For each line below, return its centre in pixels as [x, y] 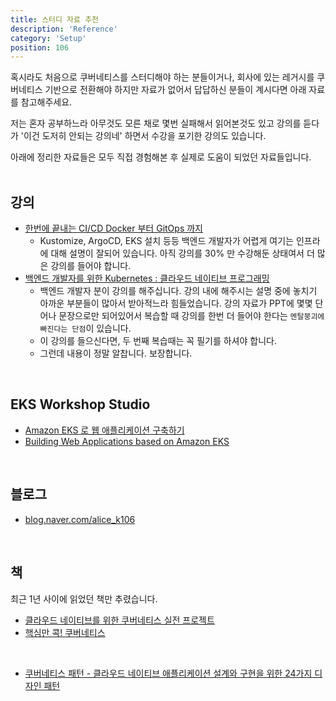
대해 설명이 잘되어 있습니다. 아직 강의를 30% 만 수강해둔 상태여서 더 [182, 253]
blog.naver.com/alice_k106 [80, 519]
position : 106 [40, 47]
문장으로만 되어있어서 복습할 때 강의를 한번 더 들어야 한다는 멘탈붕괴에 [191, 316]
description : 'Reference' [64, 29]
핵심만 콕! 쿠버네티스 [65, 632]
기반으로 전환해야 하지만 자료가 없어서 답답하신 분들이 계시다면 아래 [175, 90]
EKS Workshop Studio [80, 404]
